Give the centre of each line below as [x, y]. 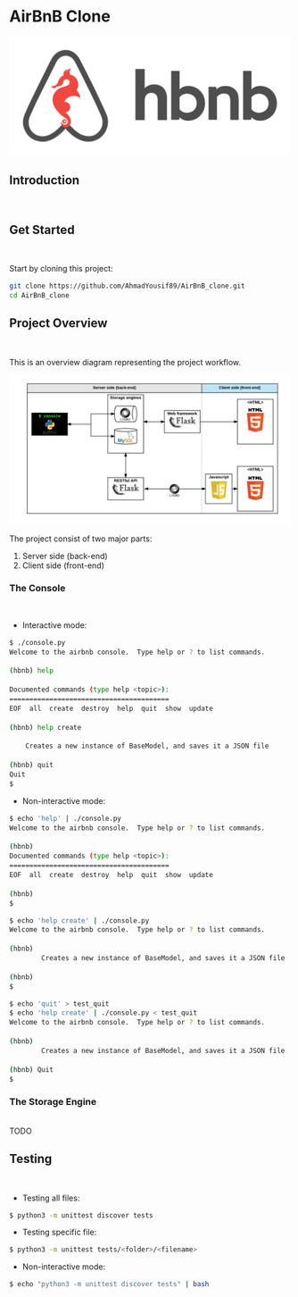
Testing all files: [51, 1198]
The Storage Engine [53, 1102]
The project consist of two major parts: [81, 539]
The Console [37, 589]
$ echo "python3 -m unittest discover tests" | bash [109, 1284]
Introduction [45, 180]
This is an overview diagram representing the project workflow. [125, 362]
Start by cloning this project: [61, 269]
